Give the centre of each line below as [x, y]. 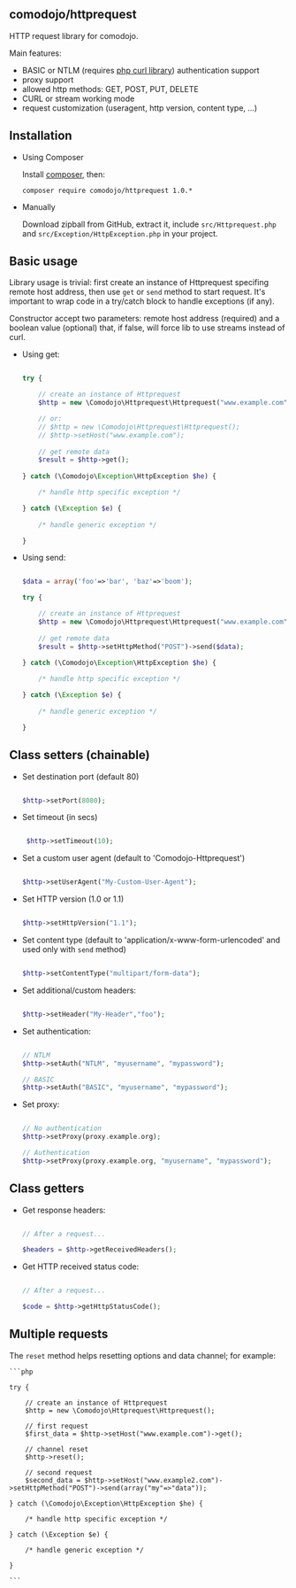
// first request [57, 1426]
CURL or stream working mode [78, 98]
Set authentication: [56, 1031]
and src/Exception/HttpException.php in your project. [120, 233]
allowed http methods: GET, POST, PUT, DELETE [110, 89]
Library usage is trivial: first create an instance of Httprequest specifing [139, 283]
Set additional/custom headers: [79, 990]
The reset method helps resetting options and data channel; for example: [143, 1355]
